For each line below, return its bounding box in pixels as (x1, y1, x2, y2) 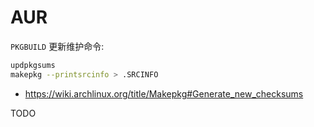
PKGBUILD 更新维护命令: (10, 40, 105, 52)
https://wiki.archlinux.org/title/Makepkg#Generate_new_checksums (24, 87, 304, 100)
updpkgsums (10, 60, 56, 70)
